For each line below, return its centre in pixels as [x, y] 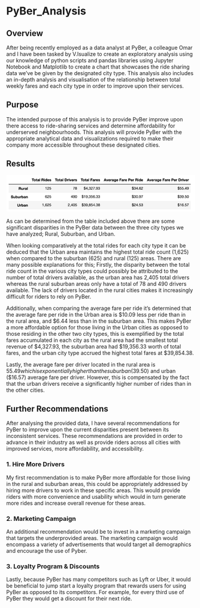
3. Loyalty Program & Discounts [53, 566]
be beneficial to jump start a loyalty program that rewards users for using [96, 586]
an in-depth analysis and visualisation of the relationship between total [93, 80]
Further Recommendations [57, 409]
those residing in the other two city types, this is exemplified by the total [95, 333]
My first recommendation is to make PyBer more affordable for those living [98, 477]
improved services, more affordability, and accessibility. [75, 449]
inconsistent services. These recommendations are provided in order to [94, 436]
